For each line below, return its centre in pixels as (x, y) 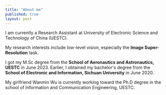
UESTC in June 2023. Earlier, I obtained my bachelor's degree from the (78, 67)
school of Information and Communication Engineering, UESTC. (70, 88)
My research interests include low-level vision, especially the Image (74, 48)
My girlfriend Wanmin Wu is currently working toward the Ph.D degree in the (83, 82)
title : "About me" (24, 10)
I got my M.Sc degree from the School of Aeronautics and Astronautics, (80, 63)
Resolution (17, 53)
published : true (22, 14)
